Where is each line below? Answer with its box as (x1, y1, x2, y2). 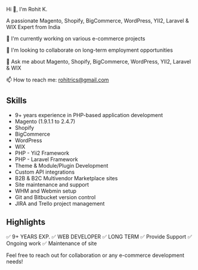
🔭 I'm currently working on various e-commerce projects (6, 35, 146, 42)
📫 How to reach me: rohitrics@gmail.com (6, 76, 109, 83)
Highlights (6, 217, 46, 227)
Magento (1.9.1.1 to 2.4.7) (14, 118, 76, 125)
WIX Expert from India (6, 24, 61, 30)
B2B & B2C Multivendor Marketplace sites (14, 174, 118, 181)
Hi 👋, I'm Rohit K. (6, 6, 48, 12)
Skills (6, 96, 27, 106)
